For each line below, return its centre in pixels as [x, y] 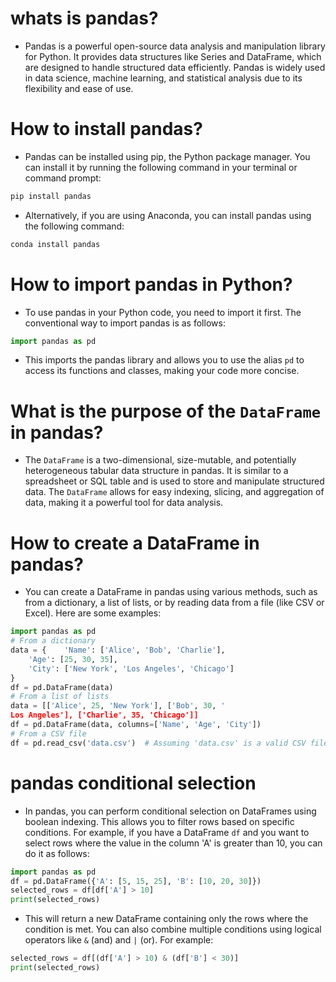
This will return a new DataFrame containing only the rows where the [166, 919]
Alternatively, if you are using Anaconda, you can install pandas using [168, 215]
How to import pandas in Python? [151, 284]
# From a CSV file [48, 733]
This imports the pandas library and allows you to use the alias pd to [164, 360]
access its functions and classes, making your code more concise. [162, 371]
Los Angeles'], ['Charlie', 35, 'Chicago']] [104, 715]
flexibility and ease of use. [79, 88]
